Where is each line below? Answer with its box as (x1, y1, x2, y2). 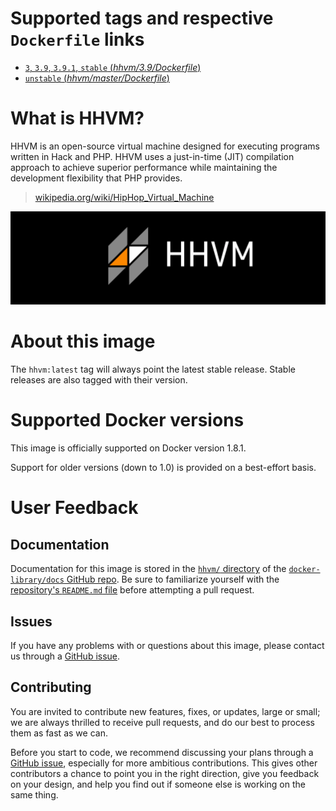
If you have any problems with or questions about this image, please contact (10, 639, 325, 651)
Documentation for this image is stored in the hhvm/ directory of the (10, 563, 287, 575)
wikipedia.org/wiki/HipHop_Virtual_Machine (34, 191, 215, 203)
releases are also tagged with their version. (10, 374, 188, 386)
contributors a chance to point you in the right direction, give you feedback (10, 767, 320, 779)
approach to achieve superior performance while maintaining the (10, 161, 278, 173)
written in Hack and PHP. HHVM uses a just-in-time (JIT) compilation (10, 150, 295, 162)
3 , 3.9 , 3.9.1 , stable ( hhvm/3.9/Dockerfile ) (24, 61, 202, 73)
